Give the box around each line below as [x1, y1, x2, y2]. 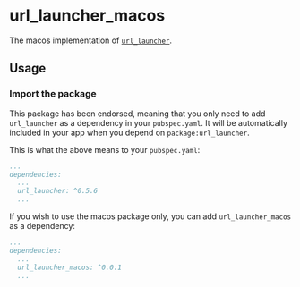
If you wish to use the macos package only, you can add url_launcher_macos [9, 211, 292, 222]
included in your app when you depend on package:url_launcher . [9, 127, 250, 138]
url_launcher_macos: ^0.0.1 [17, 263, 123, 272]
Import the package [9, 88, 97, 100]
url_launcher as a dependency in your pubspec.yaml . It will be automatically [9, 117, 288, 128]
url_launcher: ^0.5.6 [17, 187, 99, 196]
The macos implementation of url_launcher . [9, 35, 173, 46]
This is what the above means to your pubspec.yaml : [9, 144, 201, 155]
